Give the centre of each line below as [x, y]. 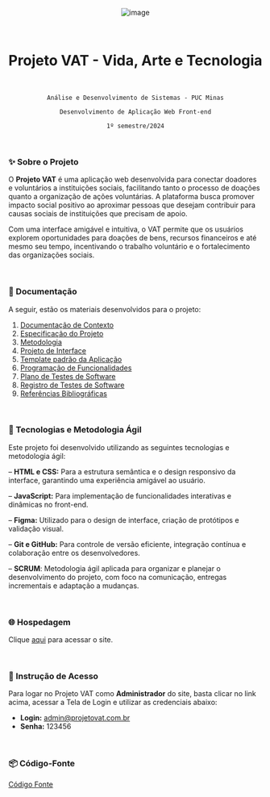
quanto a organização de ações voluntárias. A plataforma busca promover [132, 197]
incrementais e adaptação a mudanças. [74, 586]
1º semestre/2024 [135, 126]
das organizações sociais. [52, 255]
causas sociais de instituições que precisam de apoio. [98, 214]
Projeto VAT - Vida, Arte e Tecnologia [135, 61]
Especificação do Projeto [62, 333]
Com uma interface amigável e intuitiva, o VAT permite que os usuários [126, 229]
